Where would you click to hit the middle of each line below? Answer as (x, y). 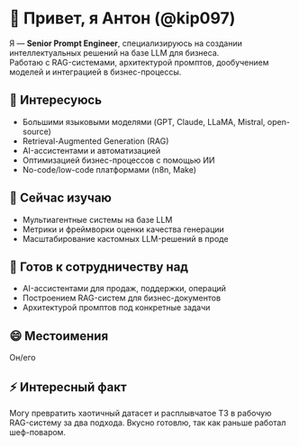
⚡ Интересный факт (68, 387)
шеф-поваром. (37, 432)
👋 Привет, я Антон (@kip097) (122, 18)
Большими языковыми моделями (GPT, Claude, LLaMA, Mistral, (144, 121)
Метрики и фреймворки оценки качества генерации (123, 229)
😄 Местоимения (59, 336)
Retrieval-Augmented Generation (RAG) (95, 141)
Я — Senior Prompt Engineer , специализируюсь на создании (126, 43)
